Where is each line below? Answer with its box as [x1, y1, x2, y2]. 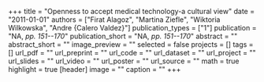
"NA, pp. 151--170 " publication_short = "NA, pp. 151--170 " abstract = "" [8, 31, 238, 41]
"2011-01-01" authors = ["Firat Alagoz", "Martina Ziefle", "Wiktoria [8, 15, 221, 24]
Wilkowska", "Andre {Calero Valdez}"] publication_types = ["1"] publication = [8, 23, 257, 32]
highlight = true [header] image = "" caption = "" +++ [8, 65, 181, 73]
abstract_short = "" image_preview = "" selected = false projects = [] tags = [8, 40, 254, 49]
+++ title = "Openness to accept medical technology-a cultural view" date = [8, 7, 255, 16]
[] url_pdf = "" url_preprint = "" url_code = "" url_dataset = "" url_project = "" [8, 48, 256, 57]
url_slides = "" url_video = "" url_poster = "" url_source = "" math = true [8, 56, 240, 66]
